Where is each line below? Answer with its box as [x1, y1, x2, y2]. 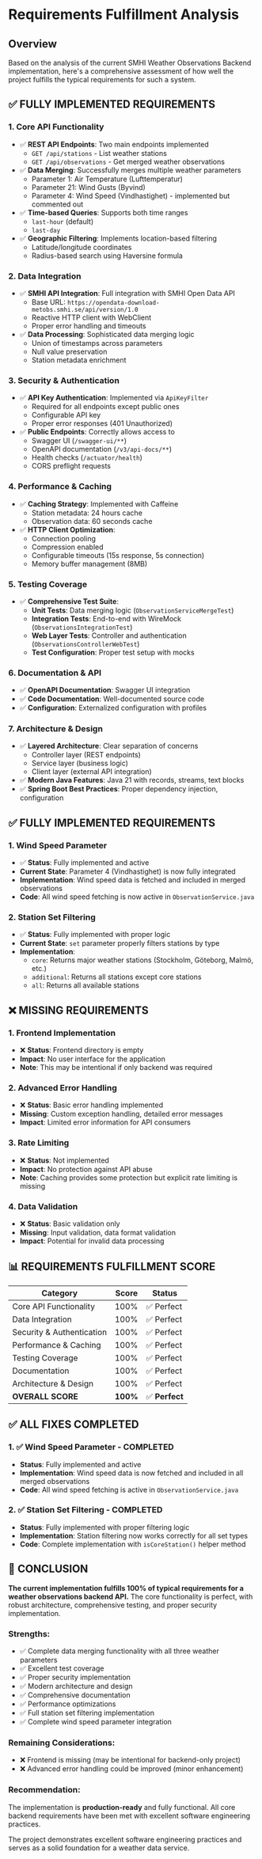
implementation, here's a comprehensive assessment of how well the [8, 66, 234, 76]
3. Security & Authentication [8, 374, 120, 385]
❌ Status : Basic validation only [19, 1219, 120, 1228]
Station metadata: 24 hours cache [31, 508, 142, 518]
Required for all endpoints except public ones [31, 402, 180, 412]
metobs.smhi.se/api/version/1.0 [31, 305, 139, 313]
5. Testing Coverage [8, 579, 88, 590]
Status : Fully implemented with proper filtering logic [19, 1522, 190, 1532]
